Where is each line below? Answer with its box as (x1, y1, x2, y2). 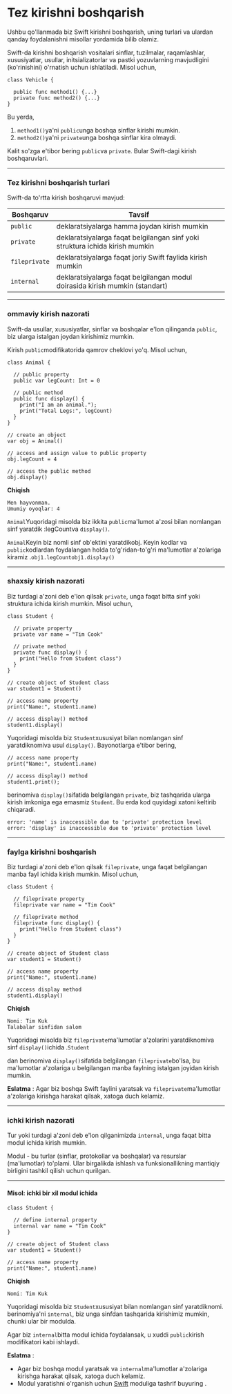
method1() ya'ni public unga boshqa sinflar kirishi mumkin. (17, 126, 181, 134)
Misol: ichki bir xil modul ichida (7, 1189, 98, 1197)
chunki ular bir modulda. (7, 1317, 77, 1325)
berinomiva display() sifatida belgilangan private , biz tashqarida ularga (7, 791, 211, 799)
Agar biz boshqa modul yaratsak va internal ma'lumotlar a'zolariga (17, 1364, 208, 1373)
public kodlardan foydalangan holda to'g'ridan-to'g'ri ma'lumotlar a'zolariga (7, 545, 222, 554)
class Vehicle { (7, 76, 54, 84)
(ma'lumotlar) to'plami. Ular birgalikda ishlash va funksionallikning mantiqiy (7, 1159, 220, 1168)
